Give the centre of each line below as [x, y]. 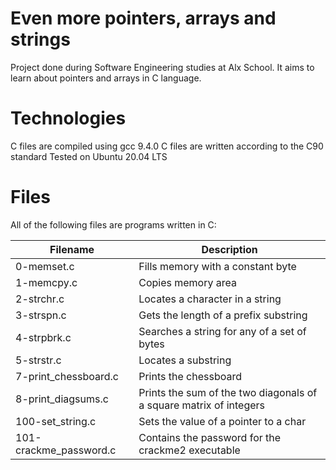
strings [40, 39]
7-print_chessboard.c [67, 376]
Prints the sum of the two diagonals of [228, 392]
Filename [72, 249]
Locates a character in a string [210, 299]
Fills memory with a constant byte [217, 266]
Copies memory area [187, 282]
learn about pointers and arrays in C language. [106, 78]
